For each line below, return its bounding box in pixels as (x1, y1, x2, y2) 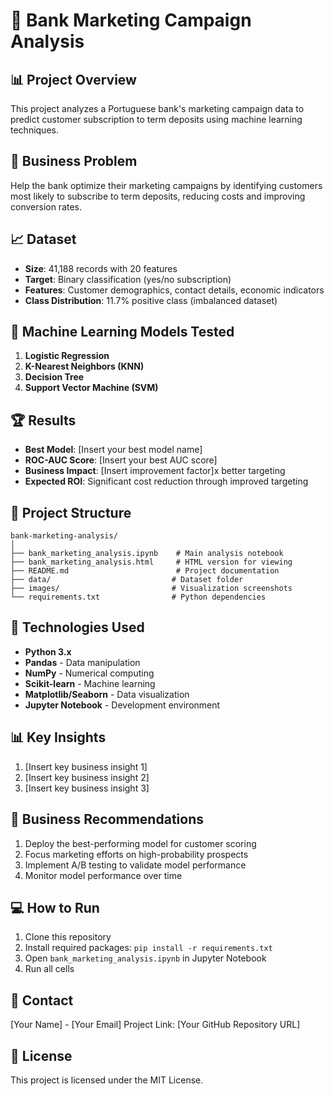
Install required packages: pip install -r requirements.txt (24, 942, 273, 954)
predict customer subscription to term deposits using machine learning (10, 114, 303, 125)
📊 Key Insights (10, 729, 107, 746)
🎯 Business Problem (10, 153, 138, 170)
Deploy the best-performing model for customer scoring (24, 837, 257, 849)
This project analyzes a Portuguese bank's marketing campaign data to (10, 103, 305, 114)
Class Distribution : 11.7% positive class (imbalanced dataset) (24, 294, 278, 306)
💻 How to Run (10, 899, 100, 916)
